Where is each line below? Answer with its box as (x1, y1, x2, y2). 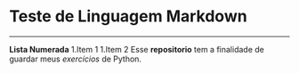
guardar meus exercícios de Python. (9, 53, 142, 64)
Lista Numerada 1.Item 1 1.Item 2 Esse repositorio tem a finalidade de (9, 44, 264, 54)
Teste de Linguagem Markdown (9, 6, 247, 27)
